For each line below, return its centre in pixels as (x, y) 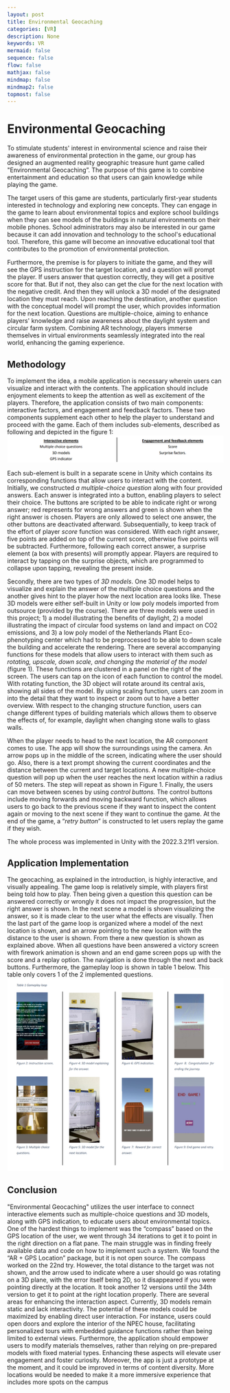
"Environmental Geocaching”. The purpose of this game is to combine (106, 170)
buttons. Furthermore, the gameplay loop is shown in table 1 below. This (109, 967)
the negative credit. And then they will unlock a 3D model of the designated (114, 291)
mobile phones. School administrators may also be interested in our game (111, 227)
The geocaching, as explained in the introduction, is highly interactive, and (112, 880)
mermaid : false (29, 51)
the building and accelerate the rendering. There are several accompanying (114, 647)
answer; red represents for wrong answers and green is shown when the (110, 509)
